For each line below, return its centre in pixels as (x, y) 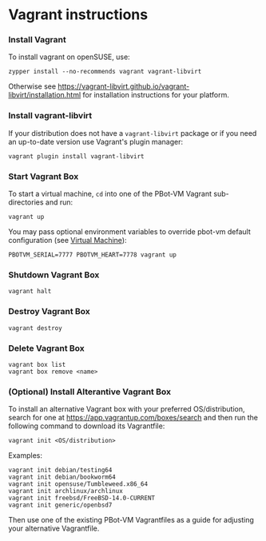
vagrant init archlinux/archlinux (66, 491)
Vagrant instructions (78, 15)
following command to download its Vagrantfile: (87, 426)
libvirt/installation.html (45, 95)
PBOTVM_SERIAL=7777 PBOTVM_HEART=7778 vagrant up (93, 255)
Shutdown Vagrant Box (54, 275)
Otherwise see (32, 86)
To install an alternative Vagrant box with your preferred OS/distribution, (127, 409)
